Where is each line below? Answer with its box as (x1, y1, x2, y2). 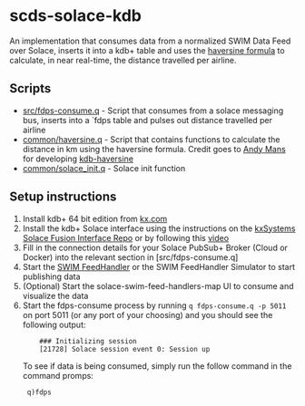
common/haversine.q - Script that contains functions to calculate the (22, 133, 280, 145)
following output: (22, 319, 86, 330)
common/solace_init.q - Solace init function (22, 162, 186, 173)
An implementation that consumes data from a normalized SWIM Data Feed (9, 35, 291, 46)
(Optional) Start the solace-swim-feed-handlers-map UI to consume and (22, 280, 294, 291)
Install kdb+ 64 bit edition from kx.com (22, 213, 168, 224)
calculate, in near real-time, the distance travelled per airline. (9, 54, 237, 65)
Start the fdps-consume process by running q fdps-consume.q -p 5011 (22, 300, 287, 311)
